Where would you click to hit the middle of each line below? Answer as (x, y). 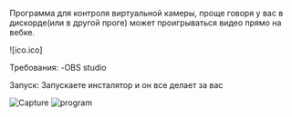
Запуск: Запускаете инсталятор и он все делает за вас (116, 85)
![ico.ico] (26, 50)
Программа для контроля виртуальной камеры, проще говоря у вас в (146, 13)
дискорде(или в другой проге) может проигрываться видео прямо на (146, 23)
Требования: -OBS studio (58, 68)
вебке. (22, 32)
